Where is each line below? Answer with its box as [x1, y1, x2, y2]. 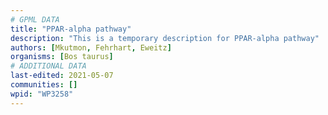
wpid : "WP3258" [10, 89, 74, 99]
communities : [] [10, 80, 78, 90]
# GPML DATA [10, 14, 60, 25]
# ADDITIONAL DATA [10, 61, 87, 71]
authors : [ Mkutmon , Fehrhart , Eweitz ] [10, 42, 172, 53]
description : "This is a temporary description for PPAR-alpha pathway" [10, 33, 320, 43]
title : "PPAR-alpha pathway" [10, 24, 132, 34]
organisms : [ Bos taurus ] [10, 52, 114, 62]
